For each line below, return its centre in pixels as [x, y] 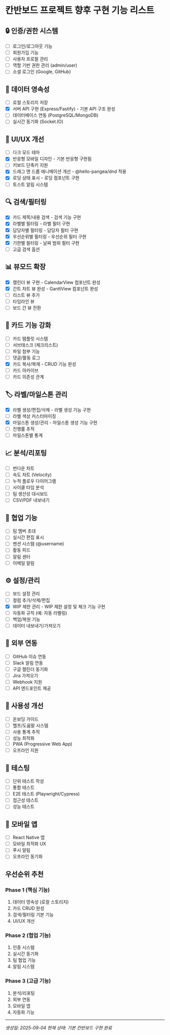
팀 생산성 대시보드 [30, 494]
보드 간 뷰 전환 [27, 308]
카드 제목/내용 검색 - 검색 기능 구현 [47, 217]
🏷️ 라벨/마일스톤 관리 [36, 394]
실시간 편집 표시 [28, 538]
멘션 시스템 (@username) [38, 544]
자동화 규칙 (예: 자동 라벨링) [40, 613]
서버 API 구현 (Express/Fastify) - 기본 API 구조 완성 [64, 109]
